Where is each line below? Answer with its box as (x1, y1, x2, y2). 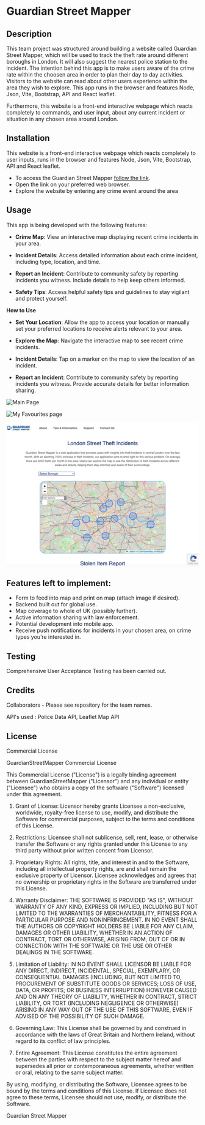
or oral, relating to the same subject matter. (15, 1069, 124, 1076)
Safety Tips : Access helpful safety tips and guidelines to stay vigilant (15, 288, 190, 295)
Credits (6, 685, 35, 696)
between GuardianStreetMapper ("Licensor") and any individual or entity (6, 777, 189, 784)
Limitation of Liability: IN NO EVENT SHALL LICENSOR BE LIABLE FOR (15, 960, 191, 968)
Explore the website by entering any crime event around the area (15, 187, 179, 194)
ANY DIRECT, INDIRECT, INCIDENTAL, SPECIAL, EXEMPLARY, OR (15, 966, 181, 974)
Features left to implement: (6, 578, 112, 589)
